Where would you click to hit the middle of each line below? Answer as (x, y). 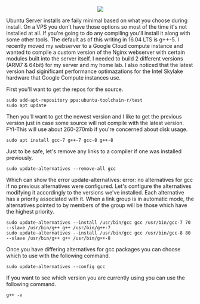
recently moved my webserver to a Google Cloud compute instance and (95, 46)
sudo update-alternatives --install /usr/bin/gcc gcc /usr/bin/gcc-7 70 (99, 223)
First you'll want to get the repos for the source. (65, 89)
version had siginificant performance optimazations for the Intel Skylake (95, 71)
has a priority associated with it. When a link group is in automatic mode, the (100, 199)
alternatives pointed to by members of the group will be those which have (97, 205)
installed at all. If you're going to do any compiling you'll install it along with (98, 33)
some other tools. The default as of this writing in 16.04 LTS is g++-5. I (93, 39)
